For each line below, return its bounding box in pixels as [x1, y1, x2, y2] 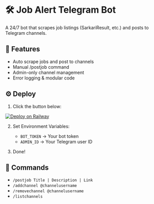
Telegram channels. [5, 30, 47, 36]
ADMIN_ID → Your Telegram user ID [20, 138, 93, 145]
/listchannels [12, 194, 43, 199]
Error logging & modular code [12, 75, 75, 81]
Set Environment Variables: [12, 123, 70, 129]
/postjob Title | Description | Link [12, 178, 93, 183]
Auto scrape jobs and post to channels [12, 58, 94, 65]
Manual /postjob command [12, 64, 70, 70]
